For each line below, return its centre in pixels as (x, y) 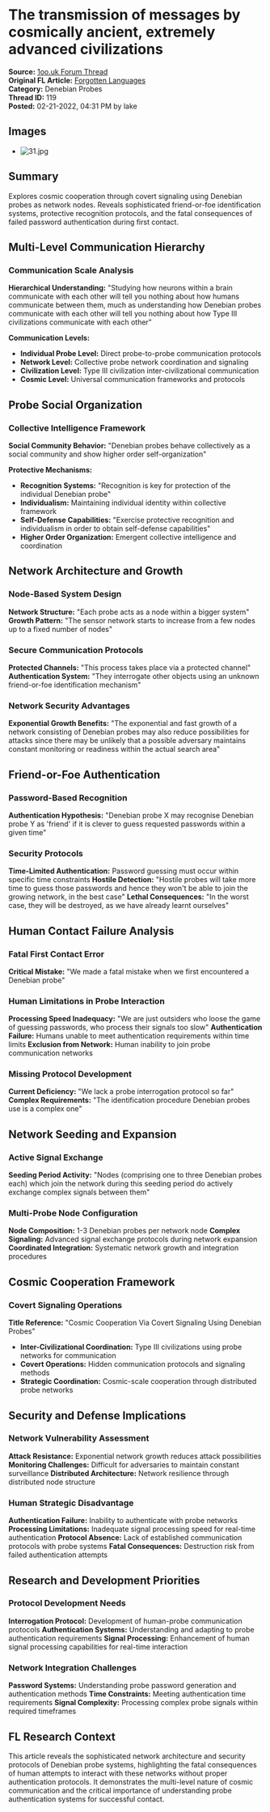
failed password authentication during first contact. (94, 222)
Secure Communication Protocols (76, 650)
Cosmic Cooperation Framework (92, 1282)
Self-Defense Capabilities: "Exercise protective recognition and (127, 520)
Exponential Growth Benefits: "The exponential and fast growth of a (122, 724)
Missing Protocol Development (70, 1074)
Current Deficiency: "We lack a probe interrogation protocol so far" (121, 1092)
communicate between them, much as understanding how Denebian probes (135, 305)
